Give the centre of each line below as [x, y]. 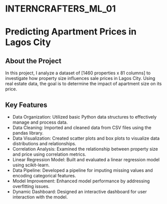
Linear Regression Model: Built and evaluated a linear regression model [86, 160]
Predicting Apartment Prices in [71, 32]
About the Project [33, 61]
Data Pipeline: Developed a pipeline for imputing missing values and [82, 170]
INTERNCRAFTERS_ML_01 [61, 9]
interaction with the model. [40, 197]
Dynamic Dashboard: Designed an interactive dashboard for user [79, 192]
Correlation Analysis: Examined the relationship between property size [85, 149]
